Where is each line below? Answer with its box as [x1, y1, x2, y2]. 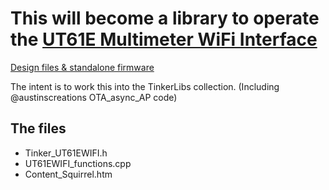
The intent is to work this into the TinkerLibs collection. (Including [10, 80, 280, 92]
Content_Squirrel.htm [24, 168, 113, 180]
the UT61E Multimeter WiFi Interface [10, 28, 318, 51]
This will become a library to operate [10, 7, 320, 30]
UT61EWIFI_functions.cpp [24, 157, 132, 169]
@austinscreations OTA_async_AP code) [10, 91, 178, 103]
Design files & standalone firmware [10, 61, 155, 73]
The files [10, 120, 67, 137]
